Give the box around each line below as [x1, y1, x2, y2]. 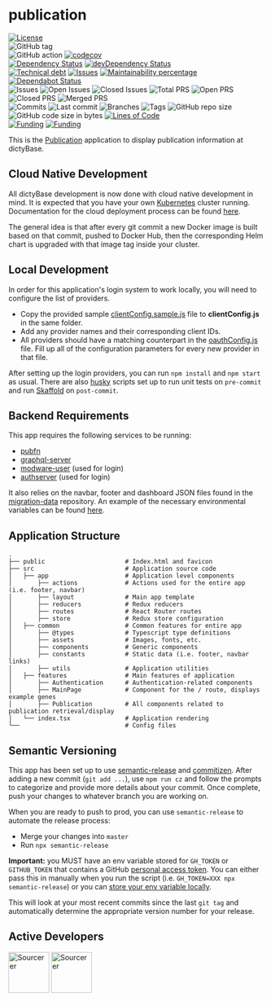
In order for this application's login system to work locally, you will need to [8, 284, 257, 294]
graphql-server [20, 454, 72, 465]
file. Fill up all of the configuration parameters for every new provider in [20, 344, 260, 353]
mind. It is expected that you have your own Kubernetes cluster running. [8, 197, 251, 207]
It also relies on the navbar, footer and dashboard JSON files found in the [8, 488, 254, 498]
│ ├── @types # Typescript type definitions [8, 629, 231, 637]
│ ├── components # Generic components [8, 643, 199, 652]
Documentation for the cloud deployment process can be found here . [8, 206, 242, 216]
